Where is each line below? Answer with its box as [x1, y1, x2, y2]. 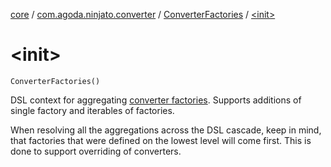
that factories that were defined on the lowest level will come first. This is [10, 134, 312, 146]
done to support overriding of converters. [10, 145, 182, 157]
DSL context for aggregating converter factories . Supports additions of [10, 94, 302, 106]
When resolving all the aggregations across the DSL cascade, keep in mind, [10, 124, 322, 136]
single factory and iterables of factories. [10, 104, 175, 116]
